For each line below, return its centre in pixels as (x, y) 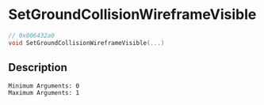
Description (38, 67)
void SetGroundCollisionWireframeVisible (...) (86, 43)
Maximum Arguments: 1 (44, 92)
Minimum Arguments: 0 (44, 86)
